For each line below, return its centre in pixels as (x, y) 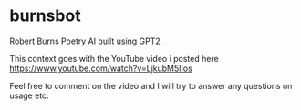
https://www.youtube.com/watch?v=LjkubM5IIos (101, 68)
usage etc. (29, 95)
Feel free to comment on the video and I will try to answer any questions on (151, 85)
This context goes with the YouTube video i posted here (114, 58)
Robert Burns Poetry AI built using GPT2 (85, 41)
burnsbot (45, 16)
